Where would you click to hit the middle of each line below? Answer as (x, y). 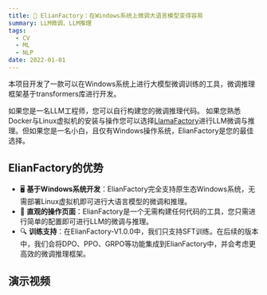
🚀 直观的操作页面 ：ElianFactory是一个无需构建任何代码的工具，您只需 (134, 211)
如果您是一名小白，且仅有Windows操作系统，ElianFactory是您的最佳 (141, 130)
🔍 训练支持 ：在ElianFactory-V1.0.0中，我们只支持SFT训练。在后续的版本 (139, 231)
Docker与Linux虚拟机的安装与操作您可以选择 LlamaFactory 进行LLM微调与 (128, 120)
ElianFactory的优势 (56, 168)
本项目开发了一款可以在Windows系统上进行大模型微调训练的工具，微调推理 (132, 84)
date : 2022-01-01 (37, 61)
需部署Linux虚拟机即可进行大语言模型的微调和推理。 (106, 201)
